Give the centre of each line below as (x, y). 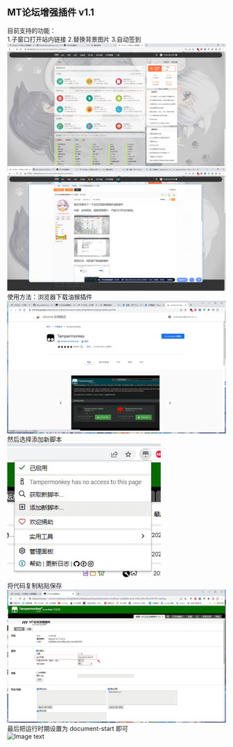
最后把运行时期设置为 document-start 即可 (68, 729)
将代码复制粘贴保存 (35, 586)
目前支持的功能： (32, 31)
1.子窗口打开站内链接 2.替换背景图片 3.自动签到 (74, 39)
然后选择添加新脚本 (35, 439)
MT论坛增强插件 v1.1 (51, 13)
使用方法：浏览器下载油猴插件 (50, 297)
